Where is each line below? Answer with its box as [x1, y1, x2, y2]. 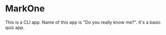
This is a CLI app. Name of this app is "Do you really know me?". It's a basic [5, 19, 161, 25]
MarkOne [5, 3, 45, 14]
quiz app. [5, 24, 24, 30]
